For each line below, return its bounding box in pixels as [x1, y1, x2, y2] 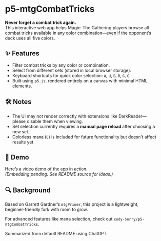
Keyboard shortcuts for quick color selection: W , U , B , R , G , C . [12, 72, 131, 79]
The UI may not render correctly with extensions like [12, 113, 118, 119]
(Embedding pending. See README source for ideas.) [5, 171, 113, 177]
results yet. [12, 139, 35, 145]
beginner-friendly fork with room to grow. [5, 206, 88, 213]
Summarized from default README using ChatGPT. [5, 231, 108, 237]
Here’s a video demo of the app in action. [5, 166, 88, 172]
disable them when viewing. [26, 118, 83, 124]
